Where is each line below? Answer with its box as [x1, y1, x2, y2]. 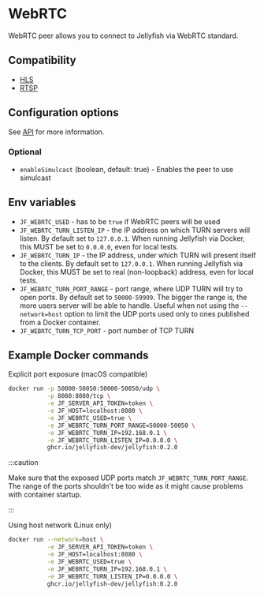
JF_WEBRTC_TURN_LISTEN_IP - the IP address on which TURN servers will [19, 225, 251, 234]
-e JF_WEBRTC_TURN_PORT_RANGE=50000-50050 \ [46, 422, 195, 429]
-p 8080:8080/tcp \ [46, 392, 111, 400]
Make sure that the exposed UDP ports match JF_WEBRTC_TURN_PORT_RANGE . [8, 473, 248, 482]
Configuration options [8, 106, 120, 119]
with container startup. [8, 490, 82, 500]
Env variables [8, 196, 76, 209]
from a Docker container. [19, 317, 101, 327]
